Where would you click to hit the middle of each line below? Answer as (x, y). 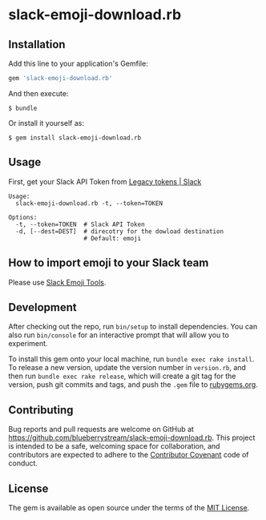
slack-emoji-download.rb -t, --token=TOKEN (89, 203)
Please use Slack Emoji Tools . (57, 282)
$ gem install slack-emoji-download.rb (75, 138)
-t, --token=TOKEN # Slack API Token (81, 224)
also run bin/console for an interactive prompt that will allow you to (119, 335)
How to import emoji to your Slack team (109, 263)
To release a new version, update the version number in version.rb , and (127, 368)
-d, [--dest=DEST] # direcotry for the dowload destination (120, 231)
